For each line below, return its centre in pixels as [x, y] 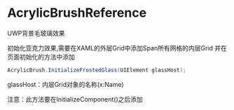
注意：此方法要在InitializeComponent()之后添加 [75, 99]
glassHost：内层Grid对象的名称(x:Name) [66, 84]
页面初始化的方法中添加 [41, 57]
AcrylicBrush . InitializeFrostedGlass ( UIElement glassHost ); [97, 70]
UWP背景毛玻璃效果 [36, 33]
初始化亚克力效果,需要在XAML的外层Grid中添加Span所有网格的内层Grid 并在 [117, 48]
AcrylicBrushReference [77, 13]
